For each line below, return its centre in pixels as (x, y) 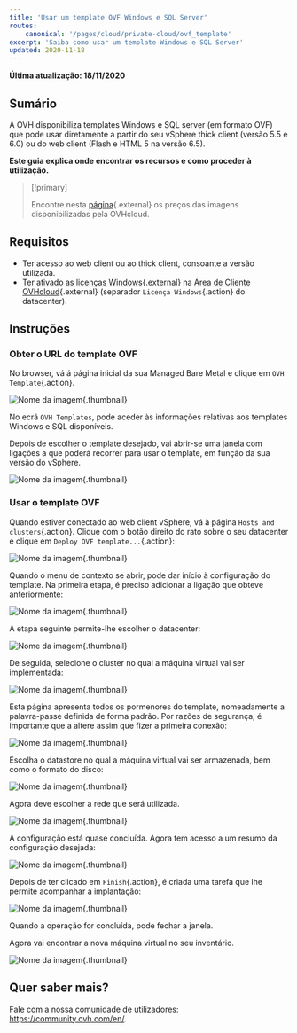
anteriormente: (36, 594)
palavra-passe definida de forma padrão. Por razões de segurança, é (136, 716)
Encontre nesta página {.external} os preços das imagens (135, 204)
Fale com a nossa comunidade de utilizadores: (94, 1009)
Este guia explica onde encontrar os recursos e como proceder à (130, 160)
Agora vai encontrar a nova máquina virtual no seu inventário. (122, 943)
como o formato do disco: (56, 769)
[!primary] (49, 187)
